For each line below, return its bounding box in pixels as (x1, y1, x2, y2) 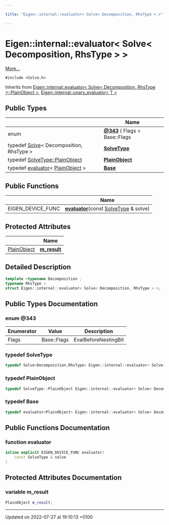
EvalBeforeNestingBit (73, 336, 124, 343)
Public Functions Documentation (5, 424, 110, 432)
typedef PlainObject (5, 375, 55, 382)
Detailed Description (5, 263, 71, 271)
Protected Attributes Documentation (5, 474, 122, 482)
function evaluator (5, 438, 52, 445)
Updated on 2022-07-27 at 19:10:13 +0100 (5, 514, 93, 520)
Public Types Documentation (5, 300, 98, 308)
